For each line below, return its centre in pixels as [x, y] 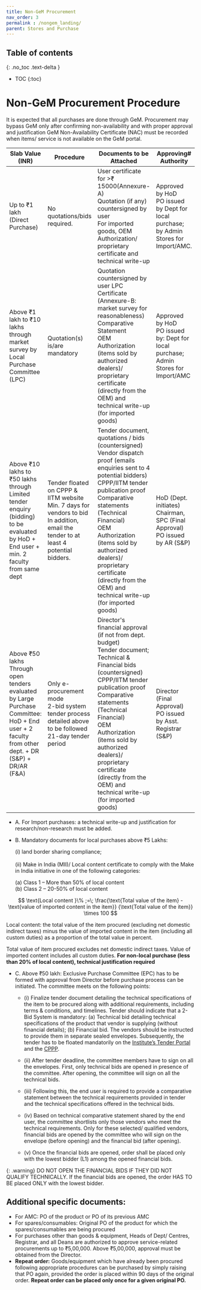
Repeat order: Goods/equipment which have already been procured [99, 1261]
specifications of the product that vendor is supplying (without [101, 1023]
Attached [124, 161]
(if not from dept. [121, 635]
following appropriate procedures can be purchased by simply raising [100, 1267]
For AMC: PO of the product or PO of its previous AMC [82, 1216]
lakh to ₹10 [25, 320]
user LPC [110, 286]
